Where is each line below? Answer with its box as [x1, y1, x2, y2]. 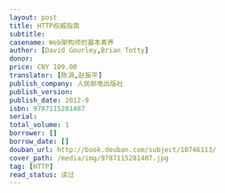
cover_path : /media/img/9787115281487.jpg [9, 153, 169, 163]
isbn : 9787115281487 [9, 104, 86, 113]
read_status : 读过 [9, 170, 75, 179]
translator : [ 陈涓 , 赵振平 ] [9, 71, 102, 80]
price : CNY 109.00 [9, 63, 77, 72]
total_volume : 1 [9, 121, 69, 130]
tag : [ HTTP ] [9, 162, 53, 171]
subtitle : [9, 29, 46, 38]
